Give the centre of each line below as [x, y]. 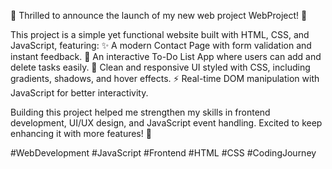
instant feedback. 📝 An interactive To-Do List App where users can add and [166, 56]
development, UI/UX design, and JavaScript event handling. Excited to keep [166, 123]
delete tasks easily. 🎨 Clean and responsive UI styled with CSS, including [160, 67]
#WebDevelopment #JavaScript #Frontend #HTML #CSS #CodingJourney [163, 153]
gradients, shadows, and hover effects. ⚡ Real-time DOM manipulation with [165, 78]
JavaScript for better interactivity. [79, 93]
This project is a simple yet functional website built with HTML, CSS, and [160, 34]
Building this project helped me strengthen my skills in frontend [140, 112]
